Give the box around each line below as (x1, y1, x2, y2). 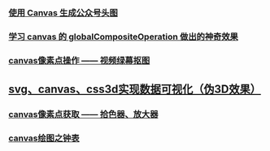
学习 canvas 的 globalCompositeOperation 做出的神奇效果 (8, 31, 238, 42)
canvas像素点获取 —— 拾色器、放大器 (8, 109, 159, 120)
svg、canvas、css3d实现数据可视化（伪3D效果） (8, 83, 262, 97)
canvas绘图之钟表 (8, 132, 80, 144)
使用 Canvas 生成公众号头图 (8, 6, 118, 18)
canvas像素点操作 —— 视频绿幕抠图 (8, 54, 150, 66)
